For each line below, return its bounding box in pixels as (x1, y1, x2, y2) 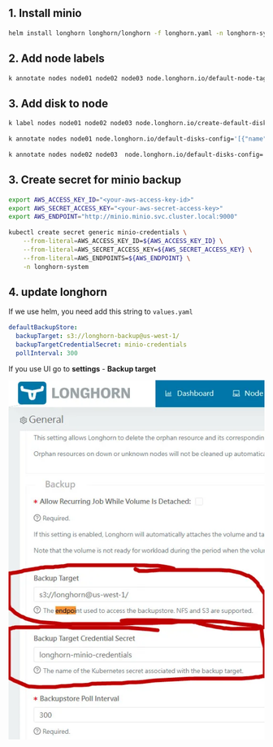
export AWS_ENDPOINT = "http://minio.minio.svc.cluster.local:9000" (8, 213, 238, 221)
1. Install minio (8, 7, 82, 20)
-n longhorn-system (23, 263, 89, 271)
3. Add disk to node (8, 97, 108, 111)
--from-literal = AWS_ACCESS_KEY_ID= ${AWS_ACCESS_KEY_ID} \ (23, 237, 223, 245)
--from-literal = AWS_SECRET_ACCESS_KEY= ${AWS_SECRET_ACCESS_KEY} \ (23, 245, 253, 254)
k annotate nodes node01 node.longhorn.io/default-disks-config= (8, 135, 234, 143)
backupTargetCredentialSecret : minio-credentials (15, 341, 187, 349)
